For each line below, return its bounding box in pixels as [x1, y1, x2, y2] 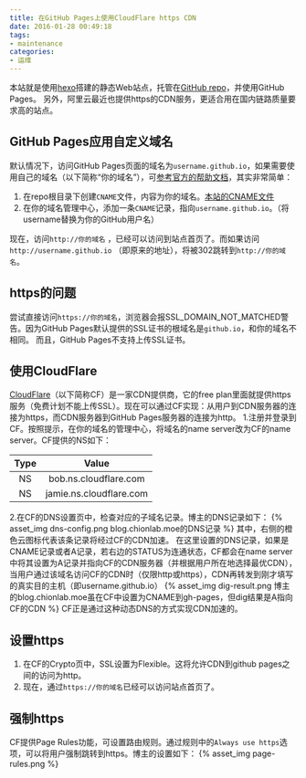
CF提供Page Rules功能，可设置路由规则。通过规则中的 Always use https [9, 737, 280, 748]
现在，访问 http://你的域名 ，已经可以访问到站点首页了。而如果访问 [9, 233, 260, 244]
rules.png [9, 759, 46, 770]
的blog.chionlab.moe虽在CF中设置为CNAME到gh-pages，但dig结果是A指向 [9, 592, 294, 603]
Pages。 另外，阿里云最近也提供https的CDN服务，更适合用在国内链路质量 [9, 93, 289, 104]
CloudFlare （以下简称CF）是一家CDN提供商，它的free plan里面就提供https [9, 389, 291, 400]
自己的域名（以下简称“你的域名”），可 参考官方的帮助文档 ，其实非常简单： [16, 171, 293, 183]
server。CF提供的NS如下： [9, 435, 112, 446]
